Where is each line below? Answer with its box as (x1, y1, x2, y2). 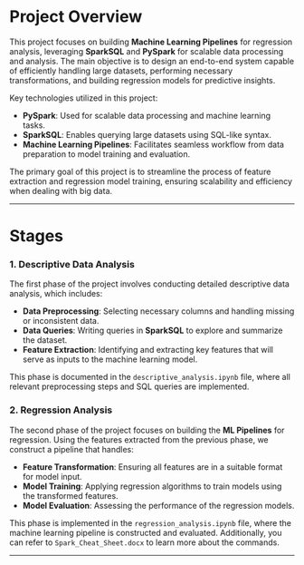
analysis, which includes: (9, 288, 103, 299)
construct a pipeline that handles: (9, 443, 134, 454)
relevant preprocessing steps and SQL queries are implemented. (9, 381, 250, 392)
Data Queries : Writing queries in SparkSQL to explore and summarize (22, 325, 283, 336)
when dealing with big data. (9, 185, 113, 196)
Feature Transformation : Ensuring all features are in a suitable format (22, 461, 283, 472)
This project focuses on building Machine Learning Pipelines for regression (9, 36, 293, 47)
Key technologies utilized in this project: (9, 93, 158, 103)
